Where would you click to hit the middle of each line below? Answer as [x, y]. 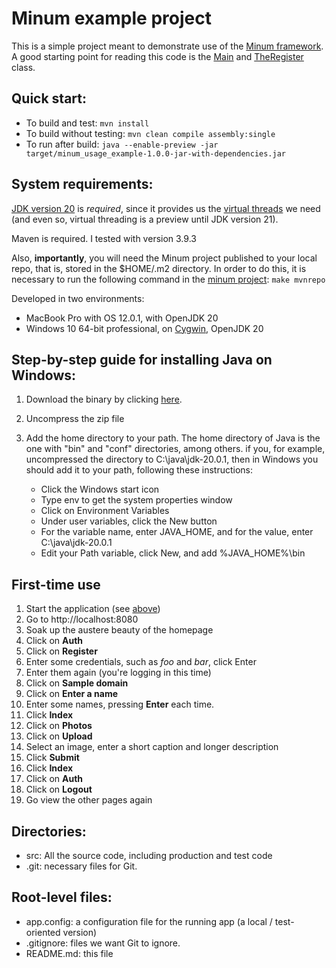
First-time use [56, 584]
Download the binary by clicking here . [104, 399]
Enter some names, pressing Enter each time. [120, 704]
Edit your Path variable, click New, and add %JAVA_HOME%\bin [173, 553]
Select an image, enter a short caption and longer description [152, 747]
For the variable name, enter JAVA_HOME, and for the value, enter [177, 532]
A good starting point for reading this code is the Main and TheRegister [157, 56]
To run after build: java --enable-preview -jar [122, 144]
